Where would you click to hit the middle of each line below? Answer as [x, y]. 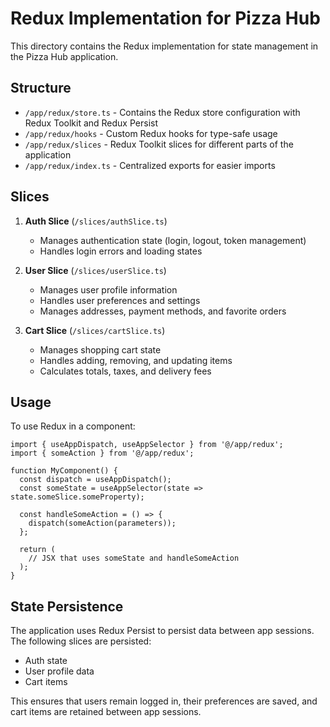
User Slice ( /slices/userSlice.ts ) [95, 270]
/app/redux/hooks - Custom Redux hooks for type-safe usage [151, 133]
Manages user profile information [108, 289]
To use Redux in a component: [73, 426]
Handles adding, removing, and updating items [136, 360]
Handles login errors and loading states [121, 251]
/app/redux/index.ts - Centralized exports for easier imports [150, 165]
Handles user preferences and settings [120, 300]
